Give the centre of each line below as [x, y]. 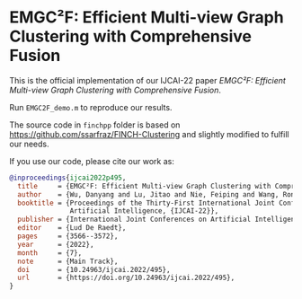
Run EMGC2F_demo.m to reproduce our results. [91, 107]
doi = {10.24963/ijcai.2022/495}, [94, 269]
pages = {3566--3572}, [68, 236]
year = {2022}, [56, 244]
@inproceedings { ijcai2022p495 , [68, 178]
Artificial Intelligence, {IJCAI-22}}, [144, 211]
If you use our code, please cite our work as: [92, 161]
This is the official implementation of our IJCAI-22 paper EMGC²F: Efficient [147, 80]
